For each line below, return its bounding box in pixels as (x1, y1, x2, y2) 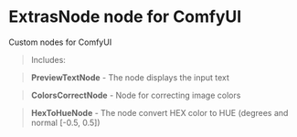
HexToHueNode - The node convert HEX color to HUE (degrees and (30, 107, 289, 118)
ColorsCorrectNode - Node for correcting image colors (30, 90, 241, 100)
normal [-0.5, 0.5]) (30, 117, 101, 128)
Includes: (30, 54, 66, 65)
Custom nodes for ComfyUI (8, 37, 112, 47)
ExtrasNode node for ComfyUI (8, 6, 242, 27)
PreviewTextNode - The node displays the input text (30, 71, 230, 83)
